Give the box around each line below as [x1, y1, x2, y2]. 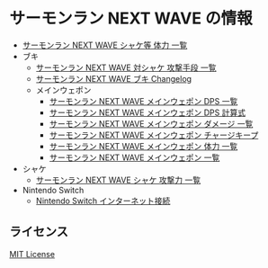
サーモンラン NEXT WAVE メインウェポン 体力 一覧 [49, 140, 238, 151]
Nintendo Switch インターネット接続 [35, 195, 171, 206]
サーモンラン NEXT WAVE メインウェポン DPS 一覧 [49, 95, 238, 106]
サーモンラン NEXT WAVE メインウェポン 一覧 [49, 152, 220, 163]
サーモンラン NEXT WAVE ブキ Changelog [35, 73, 192, 84]
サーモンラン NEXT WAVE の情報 [9, 8, 254, 29]
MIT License [9, 248, 56, 259]
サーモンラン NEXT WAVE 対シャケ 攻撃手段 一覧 [35, 62, 218, 73]
